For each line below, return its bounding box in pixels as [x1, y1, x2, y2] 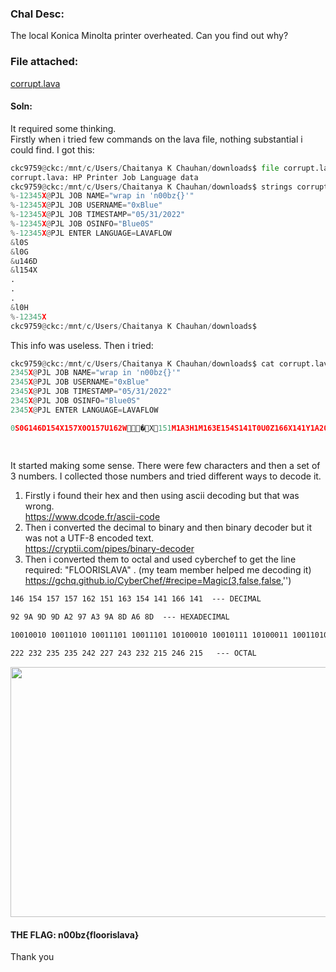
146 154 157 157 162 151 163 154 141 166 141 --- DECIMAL [10, 594, 262, 604]
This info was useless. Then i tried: [10, 339, 154, 351]
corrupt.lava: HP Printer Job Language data [10, 172, 199, 182]
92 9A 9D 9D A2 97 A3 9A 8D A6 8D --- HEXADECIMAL [10, 612, 230, 622]
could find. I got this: [10, 143, 95, 156]
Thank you [10, 951, 55, 963]
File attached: [10, 55, 79, 69]
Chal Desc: [10, 7, 65, 21]
